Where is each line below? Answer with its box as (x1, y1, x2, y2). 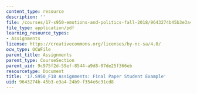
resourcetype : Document (6, 68, 64, 74)
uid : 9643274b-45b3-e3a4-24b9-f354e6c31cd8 (6, 79, 114, 85)
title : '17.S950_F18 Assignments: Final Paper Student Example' (6, 74, 167, 79)
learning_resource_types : (6, 30, 69, 36)
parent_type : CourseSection (6, 57, 75, 63)
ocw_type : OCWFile (6, 47, 51, 53)
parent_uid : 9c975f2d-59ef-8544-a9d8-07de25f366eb (6, 62, 133, 69)
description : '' (6, 14, 46, 20)
